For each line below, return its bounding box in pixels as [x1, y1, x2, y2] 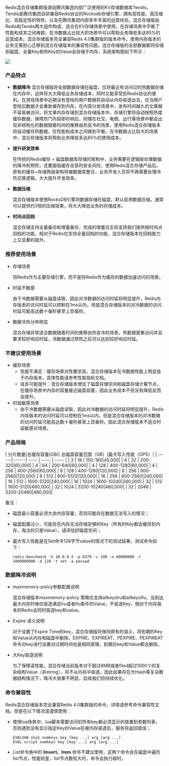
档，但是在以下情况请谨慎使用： [5, 708, 71, 714]
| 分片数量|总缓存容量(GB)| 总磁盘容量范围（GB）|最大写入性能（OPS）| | [5, 451, 157, 458]
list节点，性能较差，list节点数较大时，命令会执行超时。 [12, 755, 126, 761]
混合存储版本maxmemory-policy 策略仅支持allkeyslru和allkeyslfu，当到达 [12, 594, 164, 600]
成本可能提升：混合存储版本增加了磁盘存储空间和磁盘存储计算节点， [20, 380, 161, 387]
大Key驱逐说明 [12, 652, 43, 658]
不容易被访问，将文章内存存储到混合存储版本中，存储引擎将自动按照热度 [12, 110, 162, 116]
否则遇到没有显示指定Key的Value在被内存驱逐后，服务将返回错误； [12, 725, 151, 731]
